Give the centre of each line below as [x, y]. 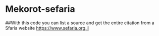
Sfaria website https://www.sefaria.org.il [47, 28]
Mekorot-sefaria [40, 9]
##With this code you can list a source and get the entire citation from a [80, 23]
